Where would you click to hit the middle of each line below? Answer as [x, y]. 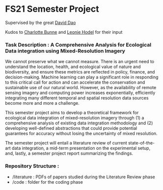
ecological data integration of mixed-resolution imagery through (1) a [75, 118]
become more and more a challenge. [42, 103]
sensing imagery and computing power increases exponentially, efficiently [80, 93]
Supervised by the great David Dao [41, 23]
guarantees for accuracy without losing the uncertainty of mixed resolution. [81, 134]
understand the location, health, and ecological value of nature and [73, 67]
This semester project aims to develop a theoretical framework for [72, 113]
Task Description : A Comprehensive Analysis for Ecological [78, 45]
